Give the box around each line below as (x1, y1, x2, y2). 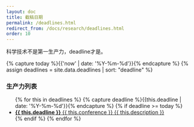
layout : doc (6, 8, 36, 15)
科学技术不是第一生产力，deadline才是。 (6, 48, 107, 55)
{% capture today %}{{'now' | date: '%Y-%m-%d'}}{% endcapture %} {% (6, 60, 189, 67)
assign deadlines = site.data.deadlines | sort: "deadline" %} (6, 66, 153, 73)
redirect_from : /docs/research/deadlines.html (6, 25, 125, 32)
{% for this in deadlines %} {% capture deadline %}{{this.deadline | (14, 96, 181, 103)
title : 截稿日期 (6, 14, 43, 20)
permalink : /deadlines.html (6, 20, 77, 26)
